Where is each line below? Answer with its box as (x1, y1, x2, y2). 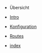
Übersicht (9, 5, 29, 10)
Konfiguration (9, 24, 37, 29)
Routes (9, 33, 24, 39)
